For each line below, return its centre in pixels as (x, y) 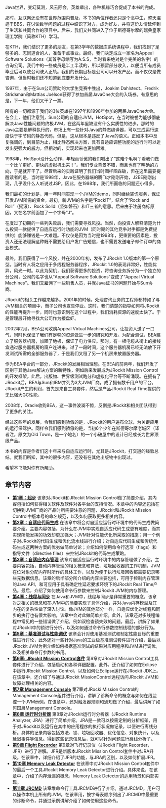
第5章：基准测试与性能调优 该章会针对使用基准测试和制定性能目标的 (81, 633)
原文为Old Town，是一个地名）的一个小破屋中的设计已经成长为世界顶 (88, 434)
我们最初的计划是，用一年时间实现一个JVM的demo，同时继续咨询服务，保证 (83, 194)
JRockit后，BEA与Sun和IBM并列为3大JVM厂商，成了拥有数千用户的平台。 (81, 382)
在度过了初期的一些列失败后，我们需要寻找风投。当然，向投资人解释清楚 (79, 223)
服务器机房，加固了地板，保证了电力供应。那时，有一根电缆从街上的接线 (87, 341)
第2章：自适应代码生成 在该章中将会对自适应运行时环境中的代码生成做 (83, 522)
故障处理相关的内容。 (34, 683)
